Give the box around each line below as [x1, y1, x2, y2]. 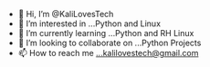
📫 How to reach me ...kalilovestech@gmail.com [17, 48, 199, 58]
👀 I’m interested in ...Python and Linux [17, 18, 162, 29]
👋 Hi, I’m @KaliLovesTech [17, 9, 114, 19]
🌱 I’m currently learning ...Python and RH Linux [17, 28, 194, 38]
